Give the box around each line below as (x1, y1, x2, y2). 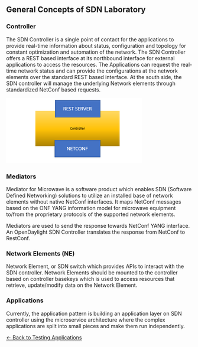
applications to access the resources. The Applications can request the (6, 61, 180, 68)
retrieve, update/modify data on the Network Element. (6, 281, 138, 289)
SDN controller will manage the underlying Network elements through (6, 80, 176, 87)
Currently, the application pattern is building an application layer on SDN (6, 310, 182, 317)
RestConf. (6, 234, 31, 241)
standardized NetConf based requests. (6, 86, 101, 93)
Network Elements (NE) (6, 249, 75, 257)
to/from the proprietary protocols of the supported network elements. (6, 211, 176, 218)
